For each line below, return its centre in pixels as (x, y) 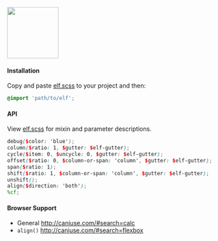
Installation (23, 71)
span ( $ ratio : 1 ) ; (32, 167)
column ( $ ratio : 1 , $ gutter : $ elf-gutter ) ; (68, 148)
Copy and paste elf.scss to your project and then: (77, 86)
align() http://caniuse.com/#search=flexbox (80, 230)
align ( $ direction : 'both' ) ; (47, 186)
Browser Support (32, 207)
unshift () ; (23, 180)
